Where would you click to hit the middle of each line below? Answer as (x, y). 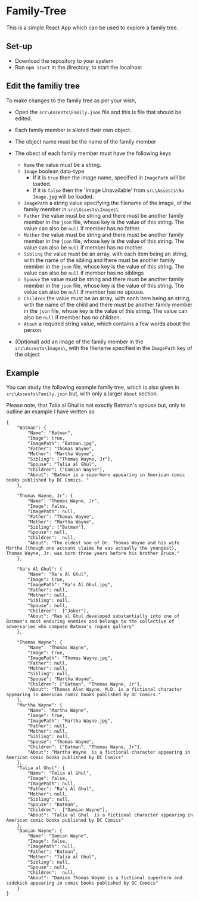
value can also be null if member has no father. (82, 228)
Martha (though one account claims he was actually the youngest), (92, 548)
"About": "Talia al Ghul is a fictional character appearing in (111, 815)
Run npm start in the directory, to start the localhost (78, 67)
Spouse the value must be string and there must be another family (104, 279)
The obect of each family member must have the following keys (93, 153)
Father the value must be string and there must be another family (104, 215)
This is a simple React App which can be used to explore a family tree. (92, 28)
